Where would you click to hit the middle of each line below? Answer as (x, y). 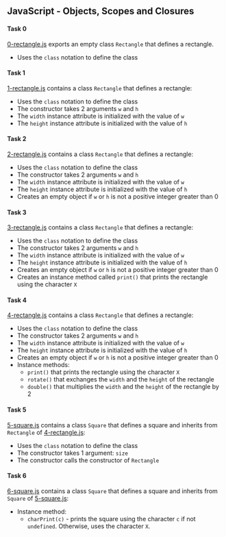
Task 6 (17, 476)
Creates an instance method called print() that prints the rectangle (112, 277)
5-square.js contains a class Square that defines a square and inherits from (112, 425)
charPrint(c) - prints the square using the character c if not (112, 519)
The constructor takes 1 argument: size (73, 453)
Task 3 (17, 212)
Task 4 (17, 300)
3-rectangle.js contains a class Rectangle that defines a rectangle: (100, 227)
